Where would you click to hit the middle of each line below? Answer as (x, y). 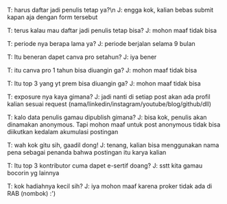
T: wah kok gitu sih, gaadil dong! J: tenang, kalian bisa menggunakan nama (113, 145)
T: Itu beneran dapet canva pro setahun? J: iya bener (82, 57)
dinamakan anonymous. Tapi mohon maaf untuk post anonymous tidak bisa (114, 125)
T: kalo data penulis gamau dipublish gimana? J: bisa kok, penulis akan (107, 117)
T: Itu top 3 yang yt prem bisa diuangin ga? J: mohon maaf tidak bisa (104, 84)
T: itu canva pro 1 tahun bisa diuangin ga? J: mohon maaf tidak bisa (102, 70)
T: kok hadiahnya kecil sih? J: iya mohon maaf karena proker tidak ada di (110, 186)
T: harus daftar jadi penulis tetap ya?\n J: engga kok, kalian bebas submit (110, 10)
